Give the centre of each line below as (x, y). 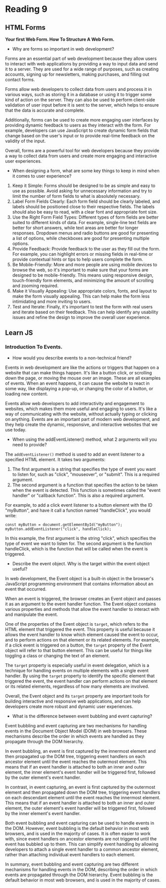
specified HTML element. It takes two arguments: (55, 459)
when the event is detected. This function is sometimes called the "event (86, 490)
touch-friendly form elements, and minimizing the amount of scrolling (83, 280)
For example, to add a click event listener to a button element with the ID (79, 505)
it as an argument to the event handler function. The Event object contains (81, 604)
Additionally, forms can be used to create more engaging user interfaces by (82, 120)
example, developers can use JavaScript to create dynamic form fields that (82, 130)
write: (11, 515)
